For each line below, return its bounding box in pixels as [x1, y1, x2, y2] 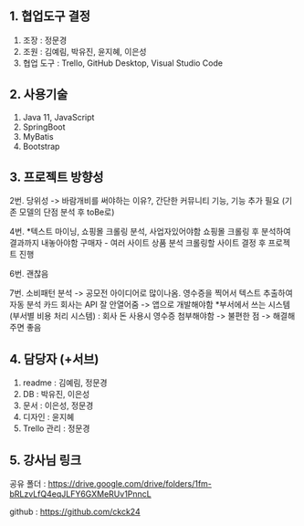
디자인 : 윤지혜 [22, 412, 75, 423]
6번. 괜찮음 [9, 268, 49, 279]
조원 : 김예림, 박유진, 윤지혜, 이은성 [22, 46, 147, 57]
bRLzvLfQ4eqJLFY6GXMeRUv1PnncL [9, 489, 152, 500]
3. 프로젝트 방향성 [9, 170, 104, 185]
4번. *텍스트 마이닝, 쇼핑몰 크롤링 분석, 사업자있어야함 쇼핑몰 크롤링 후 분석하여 [9, 226, 291, 237]
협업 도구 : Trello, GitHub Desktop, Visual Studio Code [22, 58, 224, 68]
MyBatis [22, 131, 54, 142]
